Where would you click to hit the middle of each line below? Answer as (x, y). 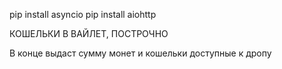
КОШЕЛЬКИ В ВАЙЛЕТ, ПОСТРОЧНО (89, 33)
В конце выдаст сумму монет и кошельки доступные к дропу (140, 53)
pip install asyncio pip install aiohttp (83, 14)
